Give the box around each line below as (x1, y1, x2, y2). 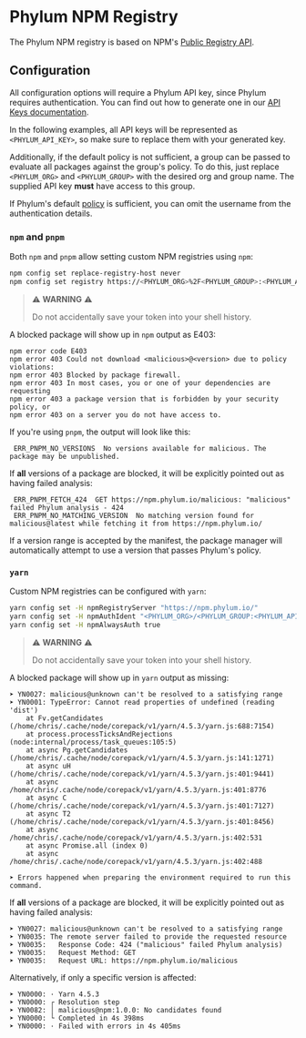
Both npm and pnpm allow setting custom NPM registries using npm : (9, 251, 253, 262)
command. (9, 880, 43, 890)
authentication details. (9, 208, 93, 219)
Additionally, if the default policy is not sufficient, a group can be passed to (9, 151, 291, 162)
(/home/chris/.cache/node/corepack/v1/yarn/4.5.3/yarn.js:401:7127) (9, 801, 275, 810)
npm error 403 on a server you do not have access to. (9, 410, 222, 420)
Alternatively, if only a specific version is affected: (9, 972, 197, 982)
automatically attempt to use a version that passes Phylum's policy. (9, 544, 262, 555)
